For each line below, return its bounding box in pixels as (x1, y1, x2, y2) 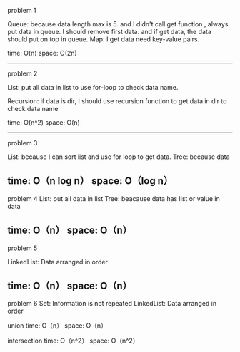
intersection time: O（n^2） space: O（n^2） (7, 336, 139, 345)
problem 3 (7, 139, 38, 147)
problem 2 (7, 69, 38, 78)
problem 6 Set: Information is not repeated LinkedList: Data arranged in (7, 299, 216, 308)
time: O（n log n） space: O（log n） (7, 175, 174, 187)
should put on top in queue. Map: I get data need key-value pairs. (7, 35, 200, 43)
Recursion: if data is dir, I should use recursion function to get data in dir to (7, 97, 227, 105)
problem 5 (7, 244, 38, 252)
